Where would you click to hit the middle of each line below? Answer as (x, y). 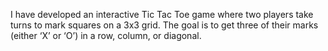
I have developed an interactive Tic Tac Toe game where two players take (162, 14)
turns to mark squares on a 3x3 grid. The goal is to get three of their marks (164, 25)
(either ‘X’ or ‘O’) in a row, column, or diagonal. (106, 35)
